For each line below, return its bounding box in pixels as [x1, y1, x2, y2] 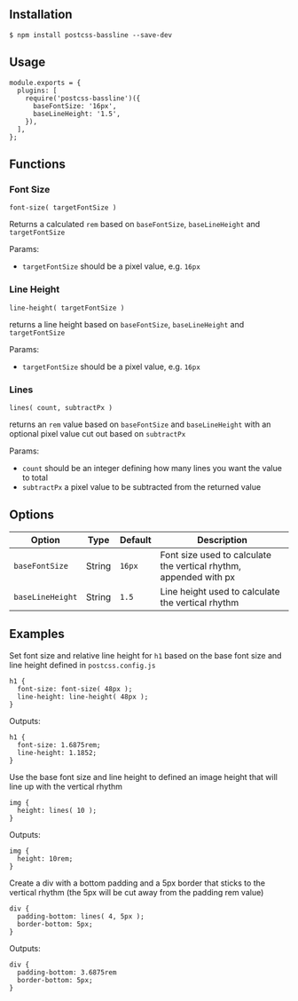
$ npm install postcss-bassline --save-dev [9, 30, 173, 39]
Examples [9, 627, 65, 642]
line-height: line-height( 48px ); [17, 692, 149, 701]
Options [9, 508, 55, 523]
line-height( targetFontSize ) [9, 303, 125, 312]
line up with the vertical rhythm [9, 781, 122, 792]
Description [196, 533, 248, 546]
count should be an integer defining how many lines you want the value [21, 462, 282, 473]
